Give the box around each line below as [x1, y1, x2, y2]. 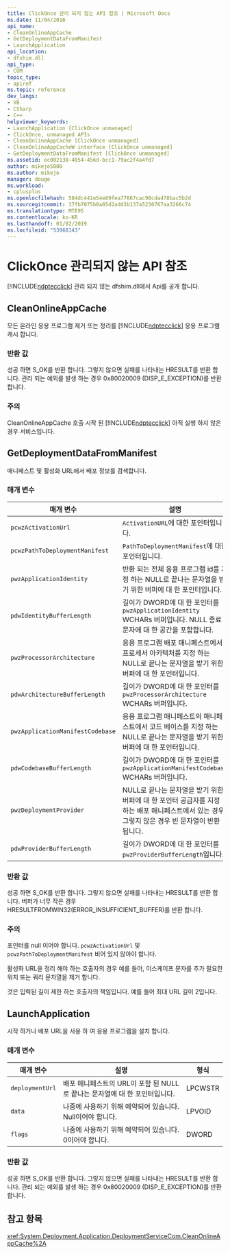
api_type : [7, 61, 36, 68]
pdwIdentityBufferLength [10, 611, 92, 619]
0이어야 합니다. [62, 1135, 110, 1144]
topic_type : [7, 73, 41, 81]
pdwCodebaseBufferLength [10, 764, 92, 772]
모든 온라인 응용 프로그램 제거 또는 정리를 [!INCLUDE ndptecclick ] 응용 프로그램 [7, 321, 220, 330]
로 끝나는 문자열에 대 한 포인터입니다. [62, 1089, 175, 1098]
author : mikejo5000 [7, 162, 63, 170]
